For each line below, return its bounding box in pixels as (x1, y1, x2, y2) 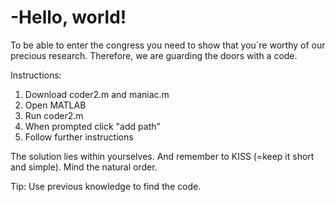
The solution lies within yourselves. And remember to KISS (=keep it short (10, 150, 315, 162)
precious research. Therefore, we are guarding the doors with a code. (10, 49, 298, 61)
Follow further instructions (24, 131, 134, 143)
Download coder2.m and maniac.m (24, 88, 170, 100)
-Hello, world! (10, 6, 127, 29)
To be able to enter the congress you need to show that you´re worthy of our (10, 39, 326, 51)
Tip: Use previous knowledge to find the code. (10, 180, 202, 192)
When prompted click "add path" (24, 120, 162, 132)
